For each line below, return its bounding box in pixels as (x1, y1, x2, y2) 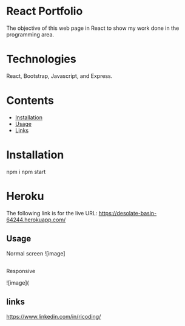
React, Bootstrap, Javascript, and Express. (6, 72, 113, 80)
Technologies (6, 52, 77, 66)
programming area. (6, 30, 55, 38)
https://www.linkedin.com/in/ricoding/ (6, 313, 101, 320)
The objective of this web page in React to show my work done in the (6, 24, 180, 32)
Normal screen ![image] (6, 249, 66, 257)
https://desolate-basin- (98, 209, 157, 217)
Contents (6, 94, 55, 108)
